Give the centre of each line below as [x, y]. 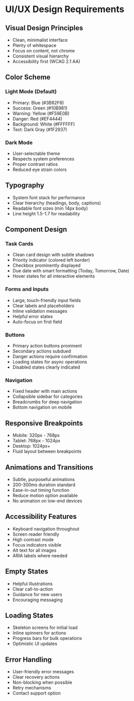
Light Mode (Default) [31, 92]
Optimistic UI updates [35, 644]
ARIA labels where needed [40, 555]
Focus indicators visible [37, 545]
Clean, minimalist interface [40, 40]
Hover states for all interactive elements [54, 276]
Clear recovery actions [36, 677]
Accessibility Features [41, 517]
